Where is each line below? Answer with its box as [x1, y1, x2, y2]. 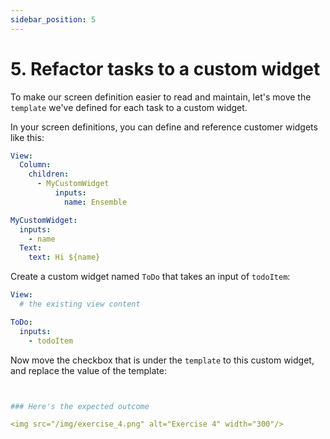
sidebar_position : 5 [10, 14, 97, 25]
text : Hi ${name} [28, 252, 101, 263]
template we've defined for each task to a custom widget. [10, 101, 248, 113]
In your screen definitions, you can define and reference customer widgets [10, 121, 318, 133]
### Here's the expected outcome [10, 401, 150, 411]
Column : [19, 160, 52, 170]
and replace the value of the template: [10, 364, 167, 376]
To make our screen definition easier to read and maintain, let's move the [10, 91, 312, 103]
